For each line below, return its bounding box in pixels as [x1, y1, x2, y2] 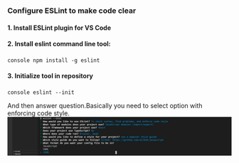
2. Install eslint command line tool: [7, 40, 111, 48]
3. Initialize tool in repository [7, 72, 94, 80]
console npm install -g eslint [7, 56, 100, 64]
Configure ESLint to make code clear [7, 6, 137, 16]
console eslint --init [7, 88, 75, 96]
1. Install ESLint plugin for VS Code [7, 23, 112, 32]
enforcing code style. [7, 109, 70, 117]
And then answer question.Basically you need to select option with [7, 101, 203, 110]
